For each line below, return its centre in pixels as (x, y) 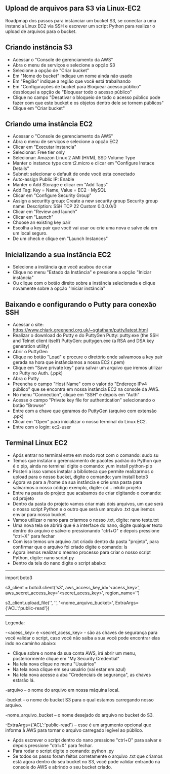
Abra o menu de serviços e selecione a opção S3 (64, 65)
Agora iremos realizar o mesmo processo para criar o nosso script (81, 552)
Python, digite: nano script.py (43, 557)
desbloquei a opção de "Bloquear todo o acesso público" (72, 92)
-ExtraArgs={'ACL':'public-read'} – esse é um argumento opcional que (78, 725)
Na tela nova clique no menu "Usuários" (54, 664)
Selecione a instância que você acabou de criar (62, 267)
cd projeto (23, 498)
